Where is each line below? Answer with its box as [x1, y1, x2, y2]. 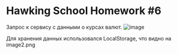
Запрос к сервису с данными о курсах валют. [6, 23, 123, 31]
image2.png [6, 41, 36, 48]
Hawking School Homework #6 [6, 4, 162, 18]
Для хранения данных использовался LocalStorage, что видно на [6, 35, 172, 42]
